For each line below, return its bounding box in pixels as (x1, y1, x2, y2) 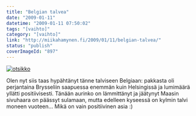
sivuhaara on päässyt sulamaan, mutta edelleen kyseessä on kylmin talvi (6, 96, 188, 103)
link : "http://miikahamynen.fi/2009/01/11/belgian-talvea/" (6, 37, 162, 43)
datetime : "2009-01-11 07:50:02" (6, 20, 91, 26)
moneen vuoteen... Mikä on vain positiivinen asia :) (6, 103, 133, 110)
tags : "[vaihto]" (6, 26, 50, 32)
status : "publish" (6, 43, 53, 49)
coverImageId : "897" (6, 49, 59, 55)
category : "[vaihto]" (6, 32, 61, 38)
